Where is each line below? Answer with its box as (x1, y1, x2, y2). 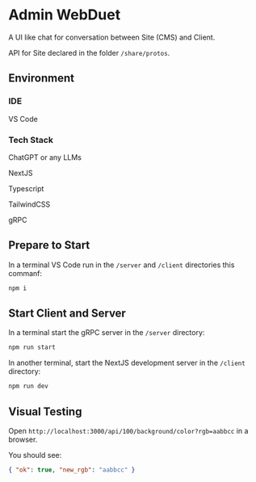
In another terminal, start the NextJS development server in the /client (8, 358, 246, 368)
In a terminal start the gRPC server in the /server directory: (8, 328, 205, 337)
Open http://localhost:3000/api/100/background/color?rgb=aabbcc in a (8, 425, 249, 435)
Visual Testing (8, 404, 82, 418)
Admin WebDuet (8, 6, 121, 24)
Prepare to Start (8, 238, 90, 252)
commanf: (8, 268, 43, 278)
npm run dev (8, 382, 48, 391)
